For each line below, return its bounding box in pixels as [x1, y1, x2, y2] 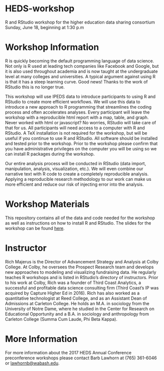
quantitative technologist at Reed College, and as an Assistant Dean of [5, 295, 147, 301]
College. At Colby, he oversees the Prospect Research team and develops [5, 264, 154, 270]
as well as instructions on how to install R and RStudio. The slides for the [5, 220, 151, 226]
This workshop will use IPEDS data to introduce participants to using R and [5, 93, 156, 99]
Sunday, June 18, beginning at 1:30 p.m [5, 24, 84, 30]
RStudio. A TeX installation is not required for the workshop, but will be [5, 130, 148, 136]
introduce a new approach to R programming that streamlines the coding [5, 104, 152, 110]
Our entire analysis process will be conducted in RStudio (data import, [5, 160, 146, 166]
